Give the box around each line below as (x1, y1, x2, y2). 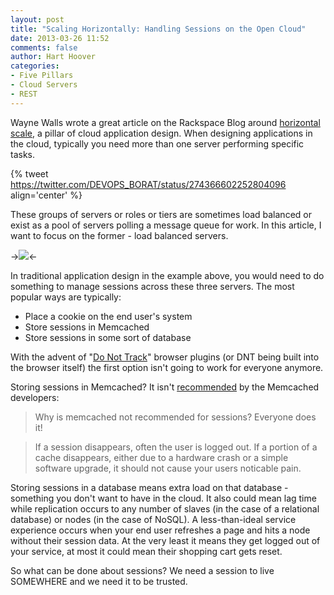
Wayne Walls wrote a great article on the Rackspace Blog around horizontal (10, 116, 321, 128)
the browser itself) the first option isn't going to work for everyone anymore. (10, 361, 324, 373)
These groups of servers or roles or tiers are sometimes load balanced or (10, 208, 312, 220)
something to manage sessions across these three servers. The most (10, 280, 295, 292)
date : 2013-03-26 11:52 (10, 33, 110, 43)
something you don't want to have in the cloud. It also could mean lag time (10, 492, 317, 504)
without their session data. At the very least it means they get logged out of (10, 534, 321, 546)
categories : (10, 61, 60, 71)
